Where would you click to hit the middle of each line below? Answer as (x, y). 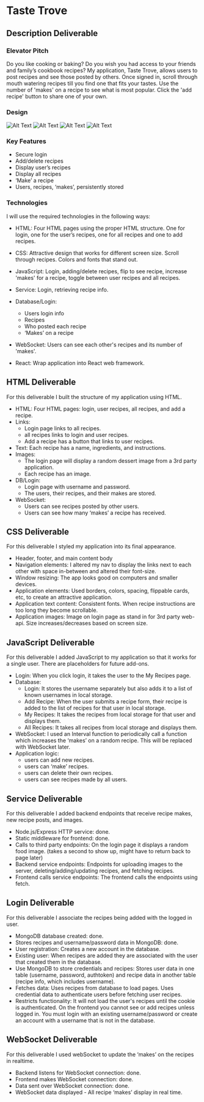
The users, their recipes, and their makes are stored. (90, 493)
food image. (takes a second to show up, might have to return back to (103, 851)
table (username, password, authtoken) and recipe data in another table (106, 975)
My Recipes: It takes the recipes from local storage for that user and (110, 714)
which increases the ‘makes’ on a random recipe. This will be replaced (104, 741)
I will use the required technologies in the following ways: (78, 216)
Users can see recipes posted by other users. (82, 506)
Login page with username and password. (77, 487)
